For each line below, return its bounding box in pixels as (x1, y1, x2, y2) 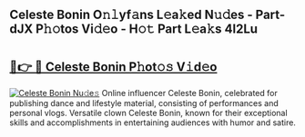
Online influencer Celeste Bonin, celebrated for (101, 88, 278, 98)
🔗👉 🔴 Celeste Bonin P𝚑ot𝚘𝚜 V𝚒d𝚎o (9, 59, 218, 74)
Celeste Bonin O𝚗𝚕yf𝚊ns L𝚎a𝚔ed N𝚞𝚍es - (9, 7, 253, 23)
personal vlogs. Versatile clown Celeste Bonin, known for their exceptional (9, 108, 289, 118)
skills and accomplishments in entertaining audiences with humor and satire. (9, 117, 296, 128)
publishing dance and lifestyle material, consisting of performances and (9, 98, 280, 108)
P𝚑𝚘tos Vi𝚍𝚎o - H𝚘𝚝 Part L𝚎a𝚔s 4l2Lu (35, 22, 258, 37)
